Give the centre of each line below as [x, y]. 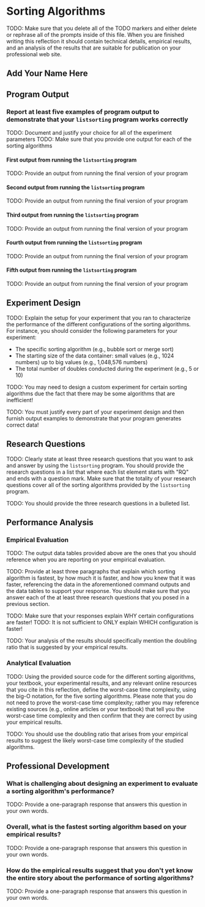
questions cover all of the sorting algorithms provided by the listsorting [99, 485]
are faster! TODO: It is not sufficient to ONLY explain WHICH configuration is [102, 622]
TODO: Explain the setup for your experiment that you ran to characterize [99, 318]
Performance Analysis [50, 522]
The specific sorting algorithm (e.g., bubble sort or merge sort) [95, 349]
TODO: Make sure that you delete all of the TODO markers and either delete [102, 28]
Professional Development [58, 766]
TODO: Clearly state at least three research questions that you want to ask [100, 459]
